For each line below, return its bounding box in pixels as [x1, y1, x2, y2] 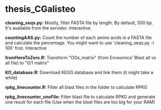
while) [5, 74, 18, 80]
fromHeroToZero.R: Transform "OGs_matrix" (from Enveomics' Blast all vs [5, 54, 157, 60]
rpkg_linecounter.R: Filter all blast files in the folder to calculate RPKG [5, 84, 148, 90]
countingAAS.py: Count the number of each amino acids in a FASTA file [5, 35, 152, 40]
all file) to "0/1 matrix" [5, 60, 49, 66]
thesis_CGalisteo [5, 3, 76, 15]
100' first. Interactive [5, 45, 47, 51]
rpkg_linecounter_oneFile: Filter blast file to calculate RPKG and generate [5, 94, 156, 100]
